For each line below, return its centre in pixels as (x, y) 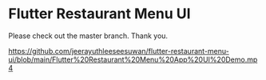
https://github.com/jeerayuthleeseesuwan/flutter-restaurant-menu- (119, 51)
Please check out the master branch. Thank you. (88, 36)
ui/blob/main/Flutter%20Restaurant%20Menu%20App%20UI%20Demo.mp (133, 59)
